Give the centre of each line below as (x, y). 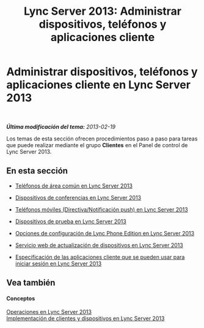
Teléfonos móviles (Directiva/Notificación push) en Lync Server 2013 (101, 209)
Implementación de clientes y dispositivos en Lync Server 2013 (86, 318)
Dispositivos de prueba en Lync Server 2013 (71, 221)
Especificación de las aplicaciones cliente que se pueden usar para (100, 257)
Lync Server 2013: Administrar (103, 11)
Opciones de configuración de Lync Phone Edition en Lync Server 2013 (104, 233)
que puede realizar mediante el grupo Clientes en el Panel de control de (97, 145)
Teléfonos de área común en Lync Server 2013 (74, 186)
